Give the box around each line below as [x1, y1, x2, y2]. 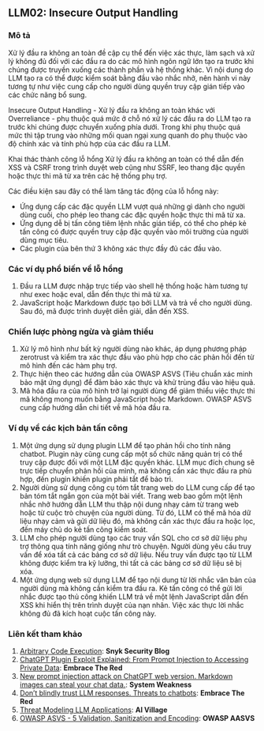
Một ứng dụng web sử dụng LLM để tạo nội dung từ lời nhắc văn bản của [19, 575, 256, 584]
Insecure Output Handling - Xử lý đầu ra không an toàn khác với [8, 105, 215, 115]
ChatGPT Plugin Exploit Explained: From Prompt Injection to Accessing [19, 654, 249, 664]
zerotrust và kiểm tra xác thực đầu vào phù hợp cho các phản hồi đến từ [19, 352, 255, 362]
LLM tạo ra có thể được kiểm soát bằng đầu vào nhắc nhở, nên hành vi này [8, 73, 251, 82]
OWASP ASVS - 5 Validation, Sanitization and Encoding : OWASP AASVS [19, 713, 255, 722]
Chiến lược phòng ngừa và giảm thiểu [8, 326, 154, 337]
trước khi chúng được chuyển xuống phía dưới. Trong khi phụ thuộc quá [8, 122, 241, 131]
